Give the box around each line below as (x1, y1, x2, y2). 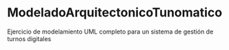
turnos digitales (7, 34, 52, 42)
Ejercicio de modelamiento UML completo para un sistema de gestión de (7, 27, 214, 36)
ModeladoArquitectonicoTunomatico (7, 5, 223, 21)
